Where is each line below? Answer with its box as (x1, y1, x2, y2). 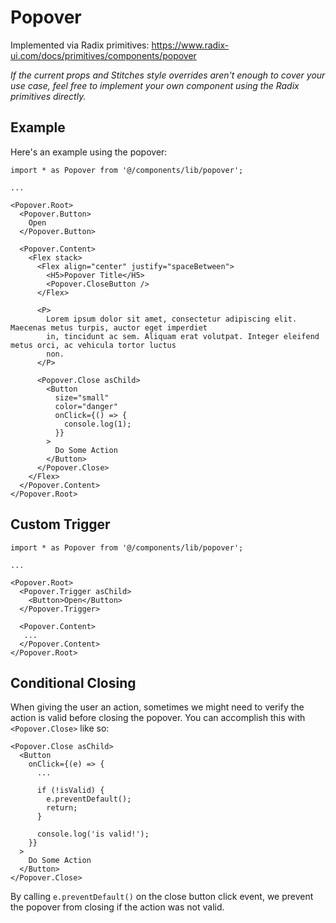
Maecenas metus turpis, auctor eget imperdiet (10, 322, 208, 333)
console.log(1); (63, 419, 132, 429)
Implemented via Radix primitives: (10, 39, 150, 51)
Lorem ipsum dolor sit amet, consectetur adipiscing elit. (46, 314, 298, 324)
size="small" (54, 392, 110, 403)
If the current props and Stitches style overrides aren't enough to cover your (10, 69, 326, 81)
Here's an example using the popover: (10, 146, 168, 158)
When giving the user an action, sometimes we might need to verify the (10, 701, 305, 713)
